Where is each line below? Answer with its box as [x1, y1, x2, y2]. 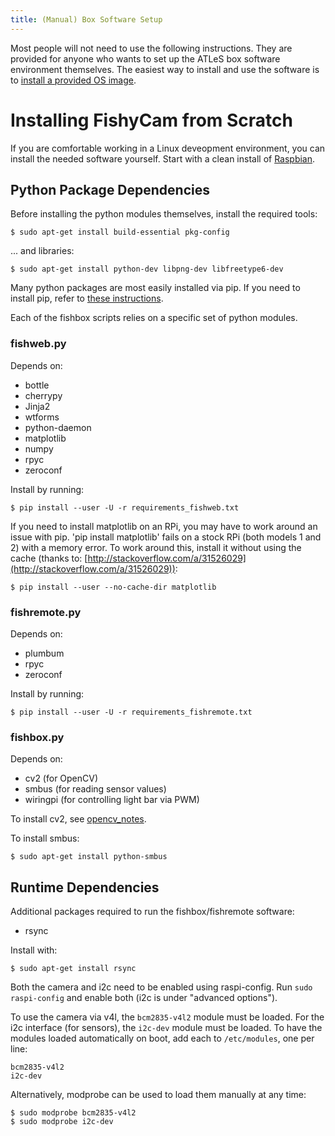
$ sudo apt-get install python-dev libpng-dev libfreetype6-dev [10, 264, 284, 275]
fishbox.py [10, 730, 65, 744]
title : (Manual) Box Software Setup [10, 14, 163, 25]
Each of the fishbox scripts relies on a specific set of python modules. [10, 312, 298, 324]
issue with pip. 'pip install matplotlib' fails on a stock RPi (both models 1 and [10, 531, 322, 543]
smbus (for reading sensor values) [24, 783, 167, 795]
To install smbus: [10, 832, 80, 845]
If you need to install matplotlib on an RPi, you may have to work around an [10, 520, 318, 532]
